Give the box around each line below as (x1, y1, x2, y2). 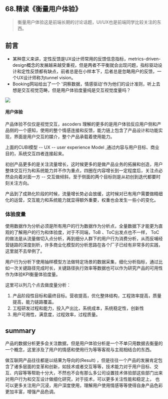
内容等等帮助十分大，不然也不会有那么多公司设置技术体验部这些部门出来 (13, 369, 163, 375)
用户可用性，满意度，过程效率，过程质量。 (12, 312, 100, 318)
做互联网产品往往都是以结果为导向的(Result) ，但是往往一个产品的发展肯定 (5, 357, 158, 363)
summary (5, 326, 36, 335)
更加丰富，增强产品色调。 (5, 388, 58, 394)
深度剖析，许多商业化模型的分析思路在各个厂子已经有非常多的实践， (22, 242, 163, 248)
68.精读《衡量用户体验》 (5, 5, 81, 14)
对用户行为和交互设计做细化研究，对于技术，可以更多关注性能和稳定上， (5, 376, 154, 382)
